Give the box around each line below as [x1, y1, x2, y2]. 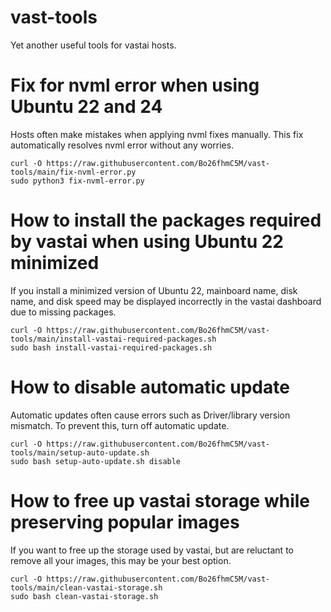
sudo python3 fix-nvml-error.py [10, 176, 145, 186]
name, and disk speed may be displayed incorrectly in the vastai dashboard [10, 295, 322, 307]
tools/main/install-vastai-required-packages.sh [10, 334, 217, 344]
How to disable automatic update [10, 376, 290, 398]
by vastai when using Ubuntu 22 [10, 231, 284, 253]
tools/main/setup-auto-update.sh [10, 447, 150, 458]
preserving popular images [10, 511, 240, 533]
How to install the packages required [10, 209, 322, 232]
